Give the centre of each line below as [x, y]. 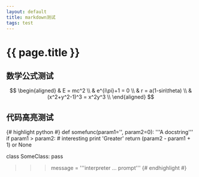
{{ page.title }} [43, 52]
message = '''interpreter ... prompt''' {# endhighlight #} [119, 168]
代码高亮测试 [30, 117]
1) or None [19, 145]
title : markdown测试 [31, 17]
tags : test [20, 23]
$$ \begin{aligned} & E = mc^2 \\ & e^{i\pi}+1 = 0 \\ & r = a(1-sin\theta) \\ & [101, 91]
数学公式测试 [30, 76]
